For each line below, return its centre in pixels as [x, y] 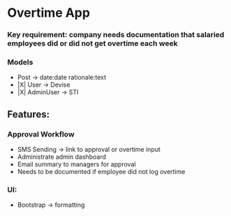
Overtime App [49, 13]
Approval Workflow [41, 134]
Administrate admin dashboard [61, 157]
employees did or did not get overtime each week [92, 43]
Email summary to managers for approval [76, 164]
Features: [29, 114]
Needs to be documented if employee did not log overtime [101, 172]
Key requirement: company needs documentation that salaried [116, 35]
